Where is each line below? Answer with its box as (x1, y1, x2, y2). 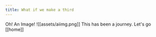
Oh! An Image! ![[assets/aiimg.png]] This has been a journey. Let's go (5, 21, 151, 27)
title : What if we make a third (5, 7, 74, 12)
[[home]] (5, 26, 24, 32)
